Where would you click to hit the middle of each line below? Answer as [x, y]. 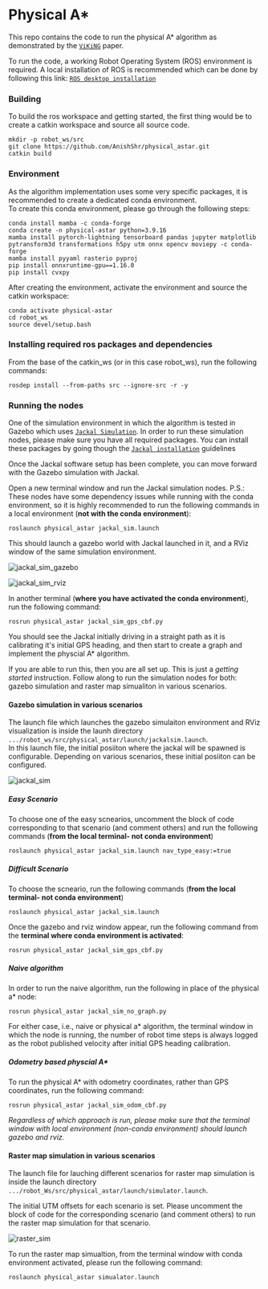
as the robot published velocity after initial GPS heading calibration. [120, 1043]
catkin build [30, 154]
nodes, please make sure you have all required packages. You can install [128, 440]
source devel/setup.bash [50, 324]
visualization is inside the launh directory [75, 731]
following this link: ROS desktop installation [82, 78]
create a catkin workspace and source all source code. [99, 125]
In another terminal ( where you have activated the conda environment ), [128, 599]
